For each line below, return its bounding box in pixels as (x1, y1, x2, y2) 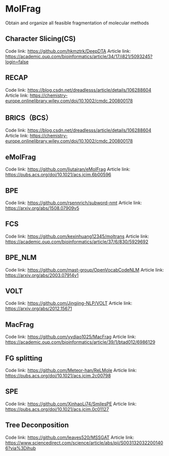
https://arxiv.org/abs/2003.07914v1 (5, 272, 79, 278)
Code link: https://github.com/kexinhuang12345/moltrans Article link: (5, 233, 149, 239)
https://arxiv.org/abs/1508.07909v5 (5, 205, 80, 211)
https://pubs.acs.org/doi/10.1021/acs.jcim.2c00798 (5, 373, 111, 379)
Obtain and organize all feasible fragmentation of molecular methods (5, 20, 149, 26)
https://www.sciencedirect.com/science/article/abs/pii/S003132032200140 (5, 439, 163, 446)
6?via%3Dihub (5, 445, 36, 451)
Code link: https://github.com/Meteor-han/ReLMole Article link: (5, 367, 137, 373)
